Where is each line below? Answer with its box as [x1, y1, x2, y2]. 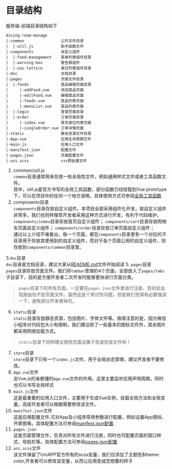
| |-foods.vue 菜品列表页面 [6, 98, 84, 103]
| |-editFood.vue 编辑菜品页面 [6, 93, 84, 98]
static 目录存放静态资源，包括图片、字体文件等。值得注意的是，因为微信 [13, 315, 166, 321]
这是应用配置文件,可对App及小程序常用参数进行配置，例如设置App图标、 [13, 414, 167, 420]
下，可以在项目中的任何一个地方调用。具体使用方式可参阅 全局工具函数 [13, 192, 162, 199]
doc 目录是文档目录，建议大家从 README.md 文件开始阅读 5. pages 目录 [6, 261, 152, 267]
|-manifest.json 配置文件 [6, 147, 76, 152]
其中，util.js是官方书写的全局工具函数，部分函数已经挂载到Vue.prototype [13, 186, 167, 192]
